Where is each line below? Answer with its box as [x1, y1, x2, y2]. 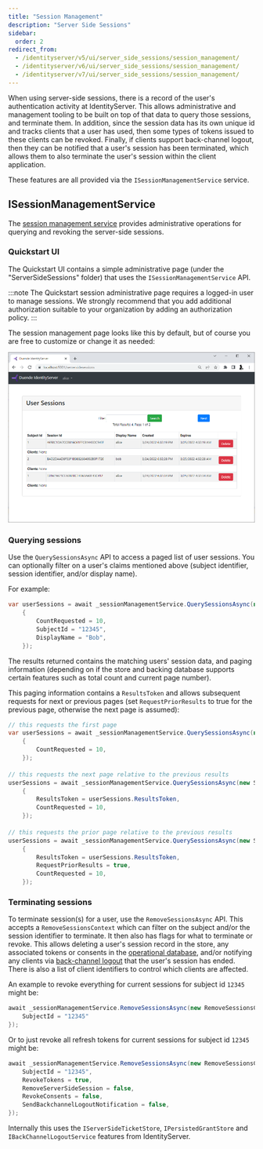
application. [8, 159, 46, 169]
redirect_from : [8, 46, 58, 54]
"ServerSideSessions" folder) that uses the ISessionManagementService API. [8, 272, 251, 282]
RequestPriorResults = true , [36, 862, 131, 870]
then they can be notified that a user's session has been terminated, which [8, 143, 249, 152]
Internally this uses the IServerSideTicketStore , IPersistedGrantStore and [8, 1123, 248, 1133]
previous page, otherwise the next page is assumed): [8, 705, 180, 714]
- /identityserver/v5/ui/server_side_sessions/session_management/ [15, 54, 240, 62]
